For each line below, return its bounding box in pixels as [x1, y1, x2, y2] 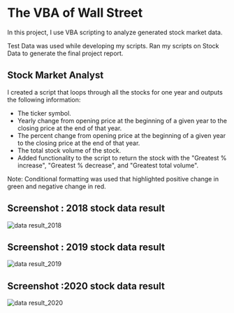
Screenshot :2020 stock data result [7, 280, 166, 292]
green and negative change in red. [7, 182, 106, 190]
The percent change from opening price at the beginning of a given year [17, 131, 226, 139]
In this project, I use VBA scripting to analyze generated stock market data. [7, 28, 223, 36]
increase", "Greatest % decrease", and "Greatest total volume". [17, 161, 199, 169]
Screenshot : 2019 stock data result [7, 241, 166, 253]
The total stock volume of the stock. [17, 146, 122, 155]
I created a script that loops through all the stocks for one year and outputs [7, 88, 224, 96]
